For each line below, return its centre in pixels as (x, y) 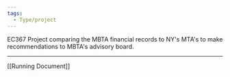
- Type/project (35, 20)
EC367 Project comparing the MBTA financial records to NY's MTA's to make (115, 39)
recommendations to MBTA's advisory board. (71, 46)
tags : (15, 13)
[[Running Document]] (39, 66)
